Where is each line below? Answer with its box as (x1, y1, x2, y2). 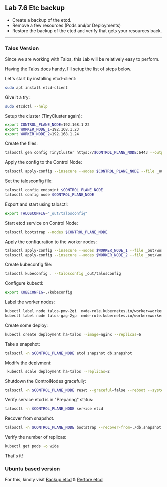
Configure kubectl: (5, 280, 44, 286)
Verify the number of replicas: (5, 434, 67, 440)
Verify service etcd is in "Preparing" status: (5, 397, 94, 403)
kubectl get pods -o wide (5, 444, 59, 449)
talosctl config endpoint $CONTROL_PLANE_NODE (5, 188, 103, 193)
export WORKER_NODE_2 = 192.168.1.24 (5, 131, 79, 136)
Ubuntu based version (5, 465, 60, 472)
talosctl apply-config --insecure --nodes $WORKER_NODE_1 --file (5, 248, 143, 253)
